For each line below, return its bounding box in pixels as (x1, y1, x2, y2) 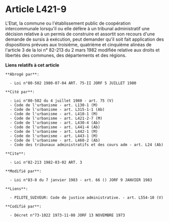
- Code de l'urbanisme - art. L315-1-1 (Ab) (10, 107, 105, 112)
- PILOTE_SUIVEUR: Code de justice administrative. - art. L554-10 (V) (10, 195, 164, 200)
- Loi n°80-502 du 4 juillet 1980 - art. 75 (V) (10, 98, 114, 103)
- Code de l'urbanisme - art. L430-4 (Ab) (10, 120, 100, 125)
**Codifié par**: (5, 204, 42, 209)
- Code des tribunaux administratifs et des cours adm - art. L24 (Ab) (10, 142, 164, 147)
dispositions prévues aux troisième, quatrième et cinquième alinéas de (5, 41, 152, 47)
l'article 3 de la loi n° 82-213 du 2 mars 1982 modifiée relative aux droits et (5, 47, 160, 53)
